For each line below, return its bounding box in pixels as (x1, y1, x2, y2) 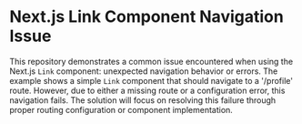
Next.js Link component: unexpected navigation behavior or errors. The (9, 66, 278, 77)
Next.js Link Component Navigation (9, 6, 284, 27)
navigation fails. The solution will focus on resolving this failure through (9, 94, 277, 106)
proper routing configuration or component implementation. (9, 104, 234, 115)
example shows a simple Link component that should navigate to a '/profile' (9, 75, 294, 86)
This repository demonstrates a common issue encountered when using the (9, 56, 294, 67)
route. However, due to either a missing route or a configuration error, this (9, 85, 286, 96)
